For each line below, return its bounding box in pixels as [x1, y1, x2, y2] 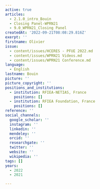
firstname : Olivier [5, 39, 45, 44]
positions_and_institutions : [5, 85, 65, 90]
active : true [5, 7, 32, 12]
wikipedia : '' [9, 154, 38, 159]
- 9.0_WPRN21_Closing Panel [9, 26, 67, 31]
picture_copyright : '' [5, 80, 51, 85]
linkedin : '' [9, 126, 36, 131]
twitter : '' [9, 145, 34, 150]
